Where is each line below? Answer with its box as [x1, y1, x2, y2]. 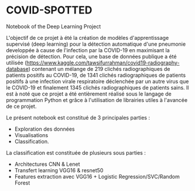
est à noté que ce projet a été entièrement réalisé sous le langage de [6, 90, 172, 97]
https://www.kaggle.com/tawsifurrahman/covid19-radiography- [26, 59, 180, 66]
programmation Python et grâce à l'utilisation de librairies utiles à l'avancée [6, 96, 188, 103]
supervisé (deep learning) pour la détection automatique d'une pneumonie [6, 40, 186, 47]
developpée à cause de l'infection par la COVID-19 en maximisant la [6, 46, 170, 53]
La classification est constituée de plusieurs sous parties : [6, 149, 146, 156]
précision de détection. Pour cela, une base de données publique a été [6, 53, 177, 60]
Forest [14, 179, 30, 186]
